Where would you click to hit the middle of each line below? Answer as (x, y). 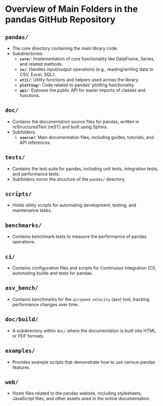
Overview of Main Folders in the (71, 9)
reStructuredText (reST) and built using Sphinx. (60, 127)
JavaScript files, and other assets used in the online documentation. (81, 399)
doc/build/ (22, 320)
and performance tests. (36, 174)
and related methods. (41, 64)
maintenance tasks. (32, 210)
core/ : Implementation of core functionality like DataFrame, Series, (87, 59)
